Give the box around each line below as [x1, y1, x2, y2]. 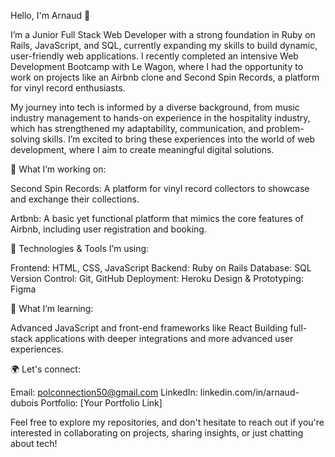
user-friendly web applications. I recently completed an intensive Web [10, 50, 299, 62]
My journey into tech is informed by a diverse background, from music [10, 101, 300, 113]
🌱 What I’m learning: [10, 303, 94, 314]
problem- [265, 123, 305, 134]
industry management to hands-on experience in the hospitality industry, [10, 112, 311, 124]
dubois [10, 397, 39, 409]
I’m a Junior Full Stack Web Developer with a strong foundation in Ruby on [10, 29, 316, 40]
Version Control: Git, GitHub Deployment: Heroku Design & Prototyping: [10, 273, 304, 284]
